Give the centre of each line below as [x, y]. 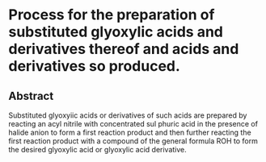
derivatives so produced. [94, 66]
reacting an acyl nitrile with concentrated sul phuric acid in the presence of [133, 124]
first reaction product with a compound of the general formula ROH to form [133, 141]
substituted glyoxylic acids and [116, 32]
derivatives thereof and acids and [124, 49]
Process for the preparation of [112, 15]
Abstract [31, 96]
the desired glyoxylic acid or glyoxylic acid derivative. [98, 150]
